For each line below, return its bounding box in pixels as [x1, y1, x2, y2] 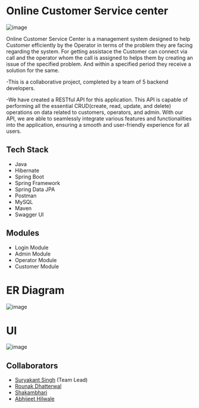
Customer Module [14, 263, 59, 270]
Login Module [14, 244, 49, 251]
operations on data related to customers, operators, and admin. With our [6, 109, 184, 116]
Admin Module [14, 250, 51, 257]
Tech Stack [6, 145, 49, 155]
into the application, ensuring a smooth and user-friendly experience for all [6, 121, 189, 128]
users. [6, 128, 22, 135]
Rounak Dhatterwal [14, 383, 62, 390]
